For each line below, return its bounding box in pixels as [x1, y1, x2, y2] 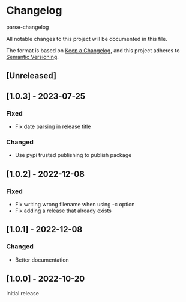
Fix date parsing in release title [14, 123, 91, 130]
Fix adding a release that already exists [14, 207, 112, 214]
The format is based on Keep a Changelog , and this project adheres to [6, 46, 180, 54]
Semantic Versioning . [6, 53, 59, 60]
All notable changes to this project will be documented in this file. [6, 35, 168, 42]
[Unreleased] [6, 70, 57, 81]
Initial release [6, 289, 39, 297]
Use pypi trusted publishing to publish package [14, 152, 132, 159]
